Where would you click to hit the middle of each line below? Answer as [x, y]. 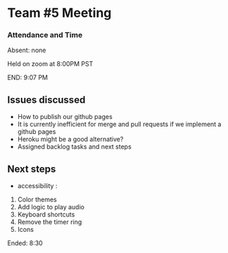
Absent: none [27, 50]
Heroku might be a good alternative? [70, 140]
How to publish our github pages [65, 117]
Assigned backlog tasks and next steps [74, 147]
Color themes [37, 199]
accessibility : [37, 186]
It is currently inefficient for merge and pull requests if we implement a [119, 124]
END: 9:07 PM [27, 78]
